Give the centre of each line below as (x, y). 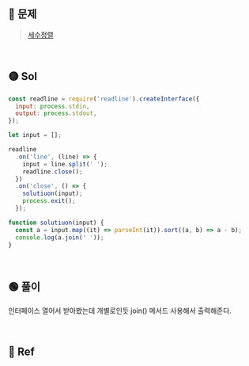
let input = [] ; (35, 135)
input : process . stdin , (53, 106)
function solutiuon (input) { (56, 223)
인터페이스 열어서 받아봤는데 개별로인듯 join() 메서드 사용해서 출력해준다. (120, 311)
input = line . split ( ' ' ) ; (65, 164)
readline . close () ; (53, 172)
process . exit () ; (49, 201)
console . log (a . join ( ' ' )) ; (60, 237)
